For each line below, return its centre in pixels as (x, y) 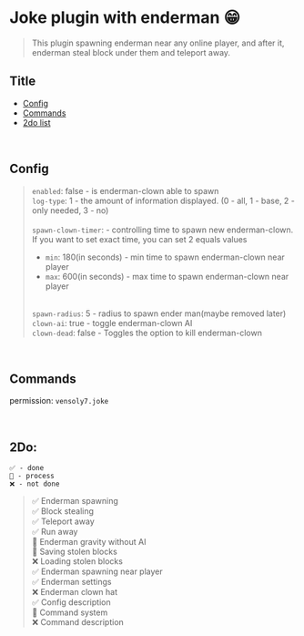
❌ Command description (78, 622)
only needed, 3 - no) (70, 210)
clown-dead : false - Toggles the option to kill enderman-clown (147, 333)
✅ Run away (55, 532)
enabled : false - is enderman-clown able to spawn (125, 190)
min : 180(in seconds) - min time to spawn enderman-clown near (165, 257)
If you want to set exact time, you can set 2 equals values (139, 239)
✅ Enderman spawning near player (97, 571)
